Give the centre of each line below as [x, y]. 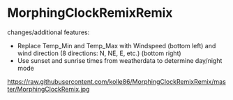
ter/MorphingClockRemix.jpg [48, 89]
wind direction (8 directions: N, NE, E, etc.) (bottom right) [99, 53]
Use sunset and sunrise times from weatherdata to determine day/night [120, 60]
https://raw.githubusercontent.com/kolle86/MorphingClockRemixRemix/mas [117, 81]
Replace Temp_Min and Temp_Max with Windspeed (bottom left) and [116, 45]
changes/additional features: [48, 32]
